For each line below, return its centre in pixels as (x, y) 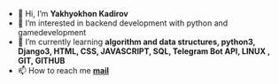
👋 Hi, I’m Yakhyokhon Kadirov (73, 14)
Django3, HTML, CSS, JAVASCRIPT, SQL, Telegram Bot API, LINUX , (143, 51)
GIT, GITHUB (41, 61)
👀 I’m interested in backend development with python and (123, 23)
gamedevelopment (52, 32)
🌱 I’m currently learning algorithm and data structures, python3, (136, 42)
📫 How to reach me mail (63, 70)
